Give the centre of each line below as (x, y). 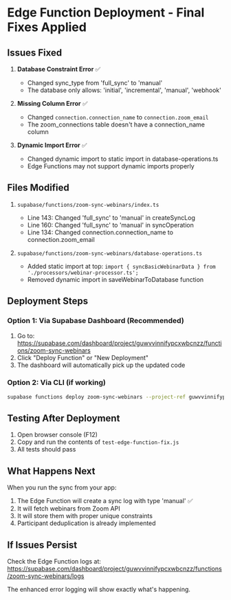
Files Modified (38, 188)
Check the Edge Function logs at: (54, 562)
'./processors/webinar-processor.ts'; (83, 273)
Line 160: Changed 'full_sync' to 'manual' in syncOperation (110, 225)
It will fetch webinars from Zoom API (68, 509)
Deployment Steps (47, 301)
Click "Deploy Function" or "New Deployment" (83, 357)
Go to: (26, 335)
